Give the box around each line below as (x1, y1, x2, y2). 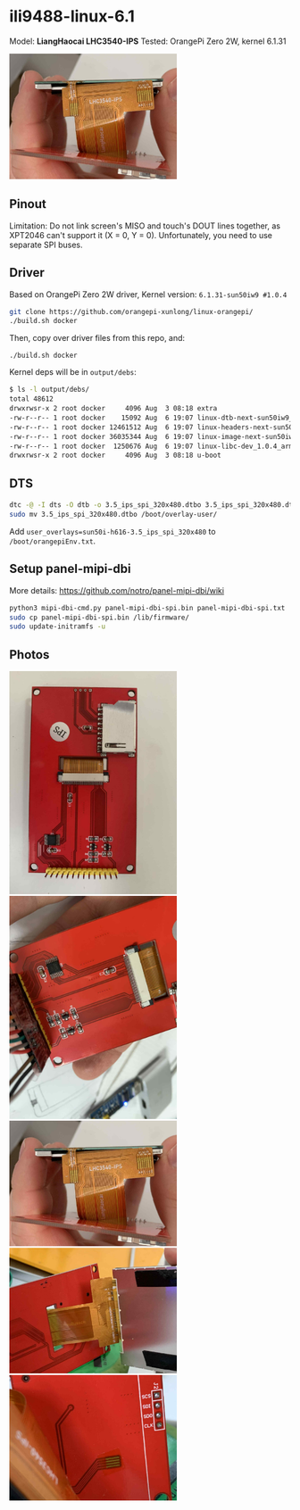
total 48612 (9, 394, 54, 403)
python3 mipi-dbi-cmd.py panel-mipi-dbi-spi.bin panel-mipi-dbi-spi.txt (9, 603, 286, 612)
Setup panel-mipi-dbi (9, 561, 131, 577)
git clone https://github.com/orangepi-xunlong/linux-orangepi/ (9, 307, 254, 316)
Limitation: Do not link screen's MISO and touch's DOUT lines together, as (9, 220, 281, 231)
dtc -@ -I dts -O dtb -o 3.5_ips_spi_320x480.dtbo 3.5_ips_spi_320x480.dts (9, 501, 297, 510)
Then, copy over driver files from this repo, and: (9, 333, 186, 344)
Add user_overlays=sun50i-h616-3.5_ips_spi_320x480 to (9, 526, 216, 536)
